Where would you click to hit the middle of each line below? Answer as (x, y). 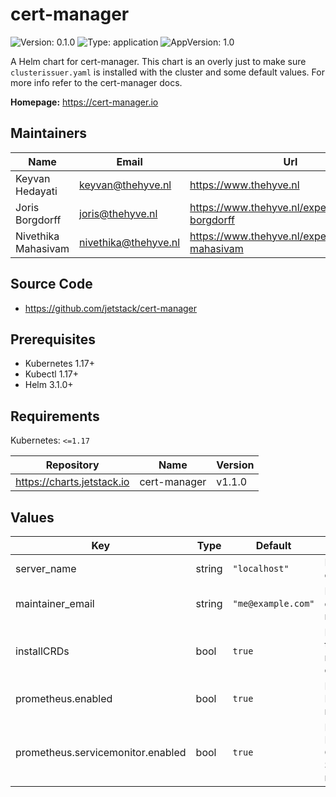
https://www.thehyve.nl (244, 185)
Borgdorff (38, 220)
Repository (72, 465)
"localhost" (261, 568)
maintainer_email (55, 603)
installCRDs (42, 651)
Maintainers (49, 133)
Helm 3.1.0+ (49, 385)
